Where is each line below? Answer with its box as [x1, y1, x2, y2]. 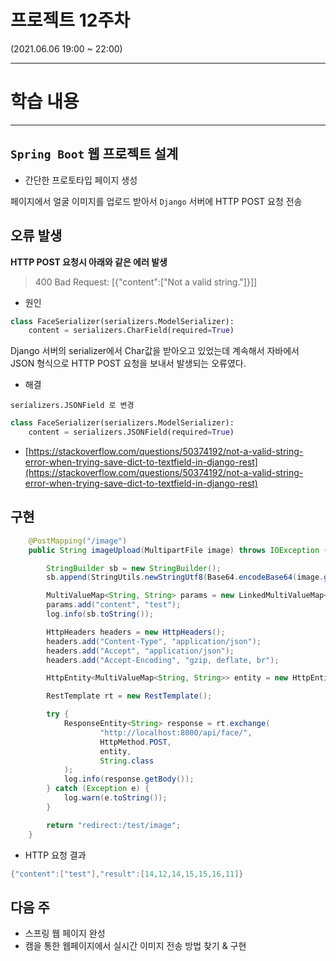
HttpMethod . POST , [99, 737, 172, 747]
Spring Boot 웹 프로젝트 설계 [10, 146, 179, 163]
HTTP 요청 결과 [24, 849, 87, 861]
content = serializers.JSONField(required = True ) [28, 427, 235, 438]
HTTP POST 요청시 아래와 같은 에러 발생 [10, 256, 168, 268]
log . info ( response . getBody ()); [63, 774, 195, 785]
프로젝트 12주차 [10, 9, 130, 32]
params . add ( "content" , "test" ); [46, 600, 182, 610]
